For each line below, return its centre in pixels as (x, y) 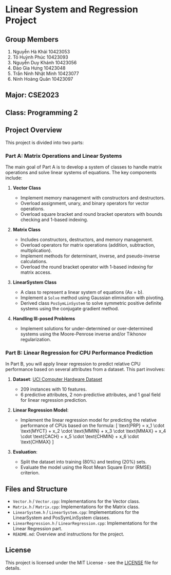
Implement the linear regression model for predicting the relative (88, 420)
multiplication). (36, 250)
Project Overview (34, 130)
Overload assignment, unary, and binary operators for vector (85, 203)
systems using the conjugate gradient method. (70, 308)
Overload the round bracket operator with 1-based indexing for (87, 267)
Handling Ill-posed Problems (44, 318)
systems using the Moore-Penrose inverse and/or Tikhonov (83, 334)
